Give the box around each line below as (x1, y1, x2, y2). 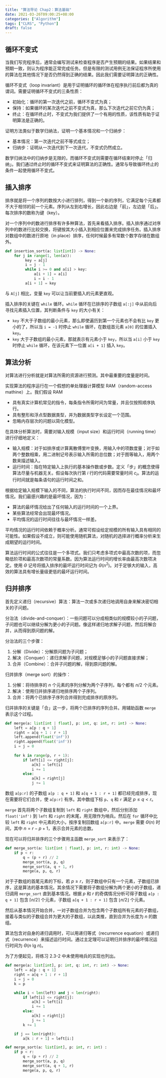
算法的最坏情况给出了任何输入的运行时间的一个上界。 (12, 504, 121, 510)
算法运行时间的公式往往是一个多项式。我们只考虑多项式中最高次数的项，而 (5, 550, 157, 556)
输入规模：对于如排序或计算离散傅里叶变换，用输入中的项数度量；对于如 (12, 445, 160, 451)
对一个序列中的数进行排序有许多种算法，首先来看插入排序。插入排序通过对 (5, 220, 157, 226)
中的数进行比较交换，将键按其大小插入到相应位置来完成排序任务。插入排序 (9, 226, 161, 232)
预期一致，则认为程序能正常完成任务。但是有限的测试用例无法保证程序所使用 (5, 65, 161, 71)
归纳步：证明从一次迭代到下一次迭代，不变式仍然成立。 (12, 144, 125, 150)
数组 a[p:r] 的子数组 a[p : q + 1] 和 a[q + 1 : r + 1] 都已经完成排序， (5, 790, 153, 796)
